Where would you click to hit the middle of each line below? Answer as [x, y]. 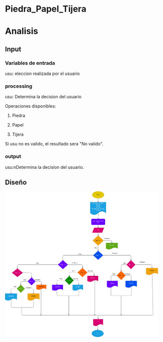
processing [19, 86]
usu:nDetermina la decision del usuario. [45, 167]
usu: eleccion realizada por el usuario [42, 73]
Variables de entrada [30, 63]
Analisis [22, 31]
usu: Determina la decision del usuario [43, 97]
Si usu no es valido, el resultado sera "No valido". [54, 144]
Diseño [16, 183]
